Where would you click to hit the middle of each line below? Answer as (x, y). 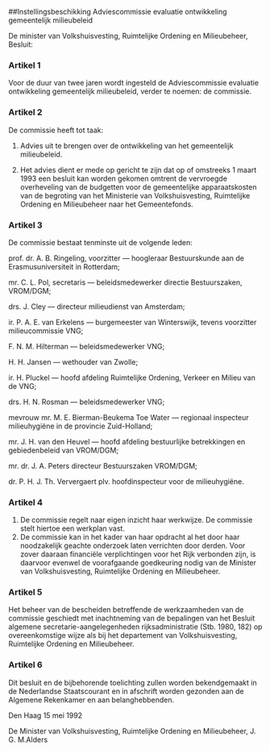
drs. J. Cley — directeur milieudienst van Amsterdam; (97, 307)
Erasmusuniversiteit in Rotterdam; (64, 266)
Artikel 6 (25, 665)
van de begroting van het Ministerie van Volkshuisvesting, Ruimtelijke (135, 195)
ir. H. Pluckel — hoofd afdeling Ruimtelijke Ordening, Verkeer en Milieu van (132, 378)
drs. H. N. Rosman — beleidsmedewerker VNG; (87, 402)
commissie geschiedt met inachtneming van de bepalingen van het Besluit (132, 618)
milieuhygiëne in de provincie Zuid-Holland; (81, 426)
